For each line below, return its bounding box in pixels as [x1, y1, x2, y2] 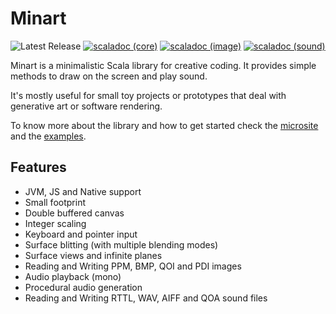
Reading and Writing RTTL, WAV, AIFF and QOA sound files [24, 292, 268, 304]
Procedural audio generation [24, 281, 143, 293]
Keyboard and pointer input [24, 228, 138, 240]
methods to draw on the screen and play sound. [10, 70, 208, 82]
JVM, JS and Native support [24, 185, 142, 197]
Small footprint [24, 196, 86, 208]
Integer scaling [24, 217, 87, 229]
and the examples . [10, 130, 87, 142]
